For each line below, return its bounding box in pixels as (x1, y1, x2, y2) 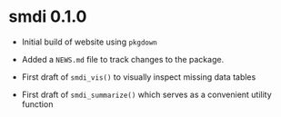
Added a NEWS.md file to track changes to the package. (21, 54, 225, 64)
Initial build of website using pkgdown (21, 36, 158, 47)
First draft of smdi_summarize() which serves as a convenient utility (21, 89, 272, 100)
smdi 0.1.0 (8, 6, 87, 27)
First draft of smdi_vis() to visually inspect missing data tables (21, 71, 256, 83)
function (21, 98, 54, 110)
